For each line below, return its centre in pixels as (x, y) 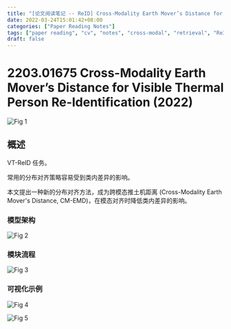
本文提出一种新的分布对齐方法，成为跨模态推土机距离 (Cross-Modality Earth (114, 192)
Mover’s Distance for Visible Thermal (115, 88)
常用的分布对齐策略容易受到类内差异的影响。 (70, 177)
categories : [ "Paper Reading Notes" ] (61, 26)
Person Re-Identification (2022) (100, 102)
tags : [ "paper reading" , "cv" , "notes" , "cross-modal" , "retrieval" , (109, 33)
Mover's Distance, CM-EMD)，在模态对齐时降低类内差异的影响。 (99, 200)
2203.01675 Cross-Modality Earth (107, 73)
